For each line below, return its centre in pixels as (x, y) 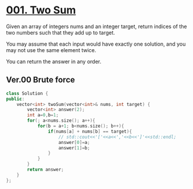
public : (15, 99)
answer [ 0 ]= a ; (74, 142)
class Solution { (27, 93)
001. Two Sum (41, 10)
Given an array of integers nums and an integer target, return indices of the (96, 26)
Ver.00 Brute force (41, 80)
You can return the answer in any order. (54, 61)
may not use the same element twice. (51, 50)
